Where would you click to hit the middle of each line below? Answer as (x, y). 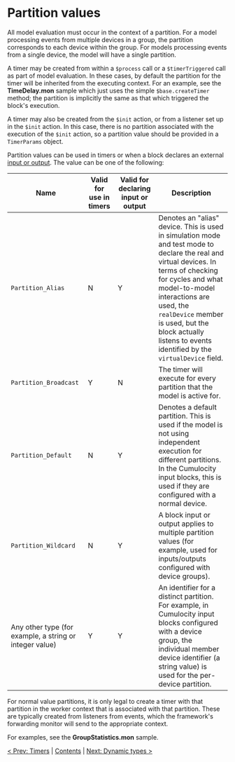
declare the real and (191, 252)
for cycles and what (191, 279)
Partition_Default (41, 455)
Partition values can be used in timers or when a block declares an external (115, 155)
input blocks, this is (190, 477)
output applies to (186, 524)
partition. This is (185, 416)
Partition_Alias (38, 288)
